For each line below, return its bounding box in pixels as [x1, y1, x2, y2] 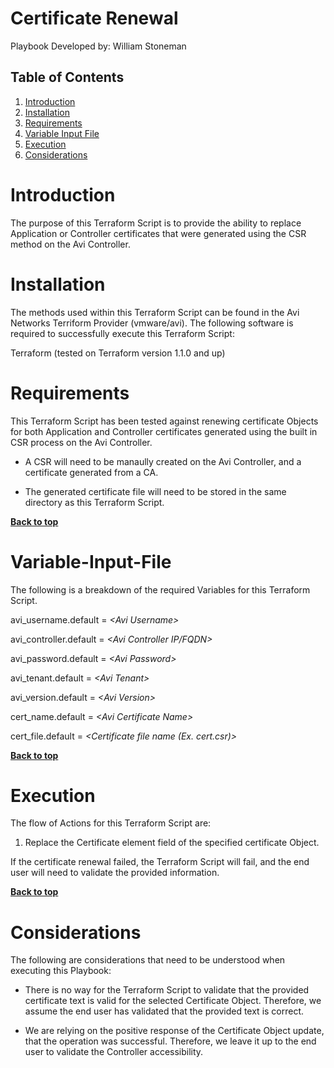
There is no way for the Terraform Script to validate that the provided [24, 984, 310, 996]
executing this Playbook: [10, 965, 112, 977]
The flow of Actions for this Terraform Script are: [10, 817, 212, 829]
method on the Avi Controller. [10, 238, 131, 250]
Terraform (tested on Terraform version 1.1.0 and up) [10, 347, 226, 359]
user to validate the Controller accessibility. [24, 1046, 204, 1058]
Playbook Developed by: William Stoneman [10, 40, 187, 52]
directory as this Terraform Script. [24, 496, 165, 508]
